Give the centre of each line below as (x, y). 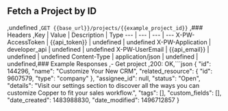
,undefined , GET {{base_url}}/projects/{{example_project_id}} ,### (105, 27)
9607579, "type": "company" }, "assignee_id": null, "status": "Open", (104, 78)
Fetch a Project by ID (52, 11)
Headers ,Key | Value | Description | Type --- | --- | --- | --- (91, 35)
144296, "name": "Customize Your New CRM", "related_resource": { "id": (110, 71)
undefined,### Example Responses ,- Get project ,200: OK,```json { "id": (109, 63)
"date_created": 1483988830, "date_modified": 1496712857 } (93, 100)
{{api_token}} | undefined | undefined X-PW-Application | (130, 42)
